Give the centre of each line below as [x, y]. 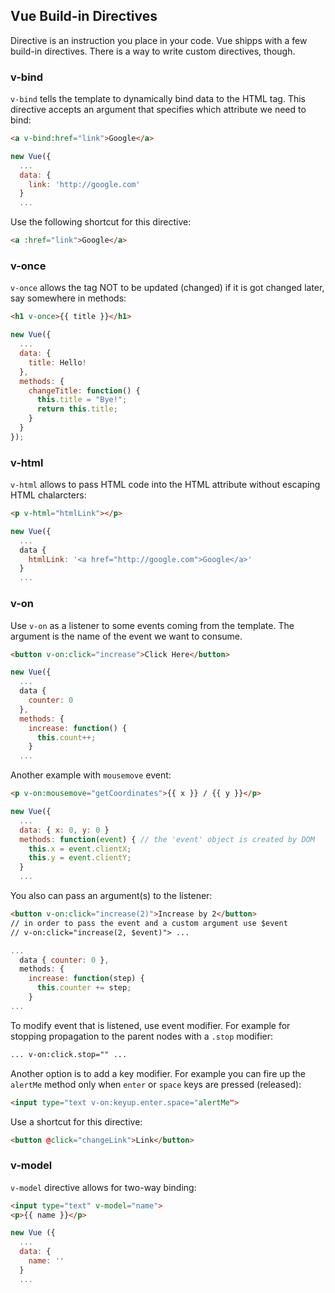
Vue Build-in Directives [84, 16]
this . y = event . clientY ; [80, 858]
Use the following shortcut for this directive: [101, 222]
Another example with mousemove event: [91, 775]
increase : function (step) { [86, 979]
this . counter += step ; [84, 988]
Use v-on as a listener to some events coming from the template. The [152, 625]
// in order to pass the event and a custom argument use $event [149, 923]
